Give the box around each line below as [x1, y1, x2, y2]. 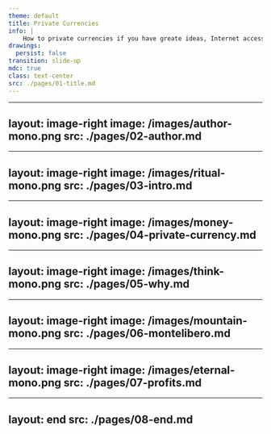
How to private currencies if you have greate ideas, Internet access [23, 34, 265, 43]
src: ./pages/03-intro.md [63, 178, 193, 192]
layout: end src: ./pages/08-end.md [8, 412, 194, 426]
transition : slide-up [8, 57, 81, 65]
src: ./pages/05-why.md [63, 278, 190, 291]
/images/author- [148, 116, 232, 130]
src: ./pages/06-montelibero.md [63, 327, 231, 340]
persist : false [15, 49, 67, 57]
